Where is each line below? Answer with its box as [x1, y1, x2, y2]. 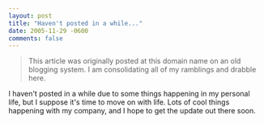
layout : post [8, 11, 53, 20]
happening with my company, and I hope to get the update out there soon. [8, 106, 257, 116]
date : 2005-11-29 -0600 [8, 27, 89, 35]
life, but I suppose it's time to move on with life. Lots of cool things [8, 97, 230, 107]
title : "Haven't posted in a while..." [8, 19, 143, 27]
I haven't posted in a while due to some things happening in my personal [8, 89, 250, 99]
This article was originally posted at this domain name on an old [28, 56, 241, 66]
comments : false [8, 34, 63, 43]
